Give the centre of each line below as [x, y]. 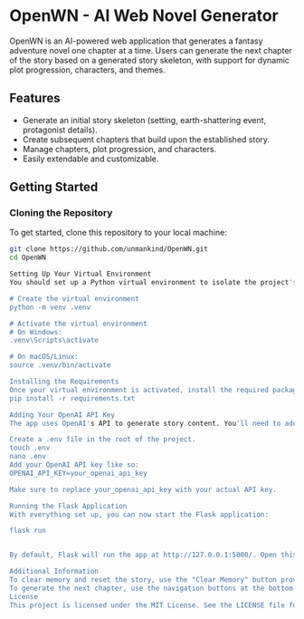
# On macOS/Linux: [44, 357]
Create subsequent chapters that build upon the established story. [146, 139]
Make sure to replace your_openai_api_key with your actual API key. [143, 489]
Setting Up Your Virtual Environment [81, 274]
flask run [28, 531]
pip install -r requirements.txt [72, 398]
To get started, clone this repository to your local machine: [119, 233]
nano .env [28, 457]
